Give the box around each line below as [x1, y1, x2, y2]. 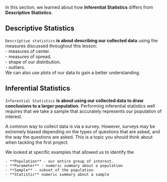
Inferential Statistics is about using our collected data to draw [5, 98, 144, 104]
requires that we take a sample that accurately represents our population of [5, 108, 162, 114]
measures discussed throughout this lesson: [5, 43, 97, 49]
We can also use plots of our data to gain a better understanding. [5, 69, 140, 75]
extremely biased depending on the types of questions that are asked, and [5, 128, 160, 135]
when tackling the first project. [5, 139, 69, 145]
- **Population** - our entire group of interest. [5, 158, 114, 164]
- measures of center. [5, 48, 50, 54]
